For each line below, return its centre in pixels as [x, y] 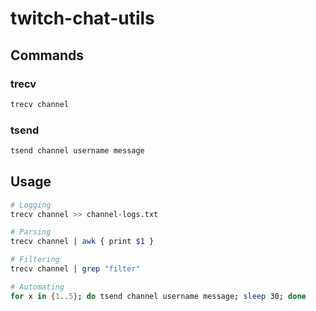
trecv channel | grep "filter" [75, 269]
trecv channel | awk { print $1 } [82, 242]
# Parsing [31, 232]
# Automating [37, 287]
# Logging [31, 205]
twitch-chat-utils [82, 18]
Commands [47, 55]
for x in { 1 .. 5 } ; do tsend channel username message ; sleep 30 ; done [158, 296]
